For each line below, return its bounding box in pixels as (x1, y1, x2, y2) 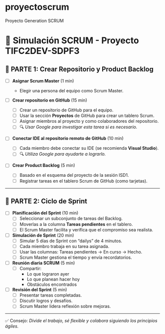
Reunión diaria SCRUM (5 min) (12, 260, 75, 266)
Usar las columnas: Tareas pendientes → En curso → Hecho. (19, 249, 142, 254)
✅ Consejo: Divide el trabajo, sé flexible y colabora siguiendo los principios (5, 318, 158, 324)
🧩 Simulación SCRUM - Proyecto (5, 35, 139, 46)
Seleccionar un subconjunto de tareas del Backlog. (19, 216, 123, 222)
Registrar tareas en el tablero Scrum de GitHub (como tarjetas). (19, 178, 148, 184)
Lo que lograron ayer (27, 271, 70, 277)
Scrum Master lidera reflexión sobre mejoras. (19, 304, 111, 309)
